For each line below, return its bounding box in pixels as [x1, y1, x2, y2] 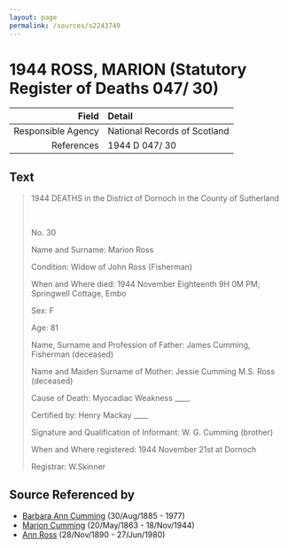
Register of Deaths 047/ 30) [9, 78, 219, 98]
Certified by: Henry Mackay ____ [30, 410, 149, 421]
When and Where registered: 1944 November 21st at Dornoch [30, 444, 257, 455]
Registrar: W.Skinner [30, 461, 106, 472]
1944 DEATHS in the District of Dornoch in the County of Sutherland [30, 193, 280, 204]
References [51, 139, 99, 151]
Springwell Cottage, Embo [30, 289, 127, 299]
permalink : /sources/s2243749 [9, 21, 121, 30]
